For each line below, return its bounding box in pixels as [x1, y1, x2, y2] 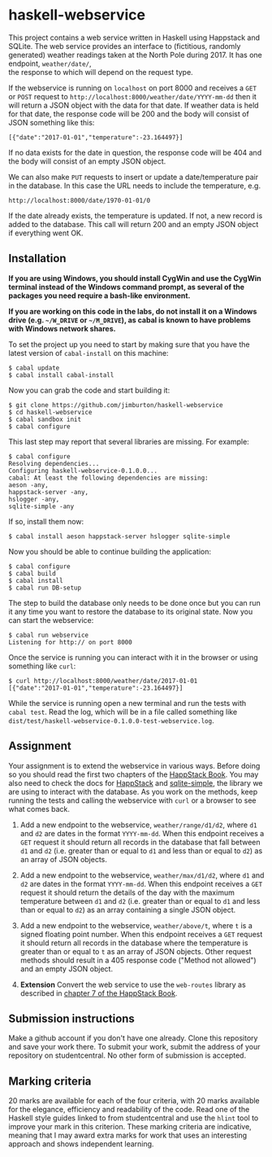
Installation [8, 252, 67, 265]
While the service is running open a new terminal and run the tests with [8, 698, 247, 708]
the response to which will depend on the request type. [8, 67, 193, 77]
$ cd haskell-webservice [8, 408, 93, 416]
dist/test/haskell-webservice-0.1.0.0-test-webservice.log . [8, 715, 214, 725]
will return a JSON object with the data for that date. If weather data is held [8, 100, 259, 110]
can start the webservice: [8, 615, 94, 625]
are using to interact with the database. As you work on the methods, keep [8, 787, 258, 796]
